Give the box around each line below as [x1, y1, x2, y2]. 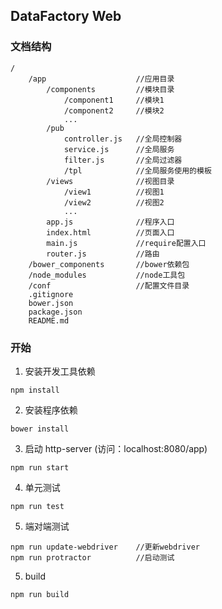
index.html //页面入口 [46, 227, 175, 238]
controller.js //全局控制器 [63, 134, 183, 144]
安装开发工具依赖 [24, 365, 96, 377]
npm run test [10, 501, 65, 511]
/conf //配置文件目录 [28, 280, 190, 291]
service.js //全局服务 [63, 144, 175, 154]
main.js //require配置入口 [46, 238, 207, 248]
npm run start [10, 462, 70, 473]
